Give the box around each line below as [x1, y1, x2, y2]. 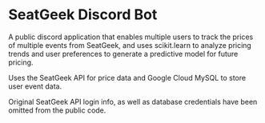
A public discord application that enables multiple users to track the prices [8, 32, 254, 42]
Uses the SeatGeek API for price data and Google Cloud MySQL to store [8, 73, 247, 82]
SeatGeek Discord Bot [8, 6, 158, 24]
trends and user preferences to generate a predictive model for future [8, 49, 239, 58]
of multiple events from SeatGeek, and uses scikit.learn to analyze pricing [8, 40, 252, 50]
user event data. [8, 81, 62, 91]
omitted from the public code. [8, 105, 106, 115]
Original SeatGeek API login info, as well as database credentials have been [8, 97, 258, 106]
